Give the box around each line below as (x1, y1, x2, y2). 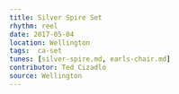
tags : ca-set (9, 47, 63, 56)
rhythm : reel (9, 21, 58, 30)
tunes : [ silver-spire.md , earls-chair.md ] (9, 55, 171, 64)
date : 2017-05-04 (9, 30, 75, 38)
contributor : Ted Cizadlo (9, 64, 106, 73)
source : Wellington (9, 72, 83, 81)
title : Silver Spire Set (9, 13, 103, 22)
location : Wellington (9, 38, 91, 47)
